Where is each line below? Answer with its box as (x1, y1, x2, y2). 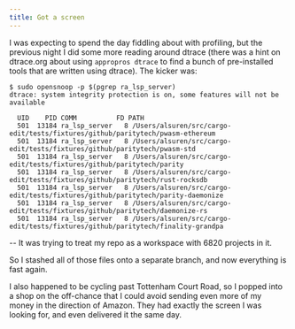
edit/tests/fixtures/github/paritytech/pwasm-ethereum (9, 129, 216, 138)
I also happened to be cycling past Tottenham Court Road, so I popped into (9, 280, 283, 292)
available (9, 98, 46, 107)
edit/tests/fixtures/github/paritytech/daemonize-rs (9, 206, 208, 215)
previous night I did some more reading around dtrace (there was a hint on (9, 46, 281, 57)
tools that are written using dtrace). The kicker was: (9, 65, 198, 76)
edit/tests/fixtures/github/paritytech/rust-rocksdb (9, 175, 208, 184)
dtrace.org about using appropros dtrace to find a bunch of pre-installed (9, 56, 274, 66)
